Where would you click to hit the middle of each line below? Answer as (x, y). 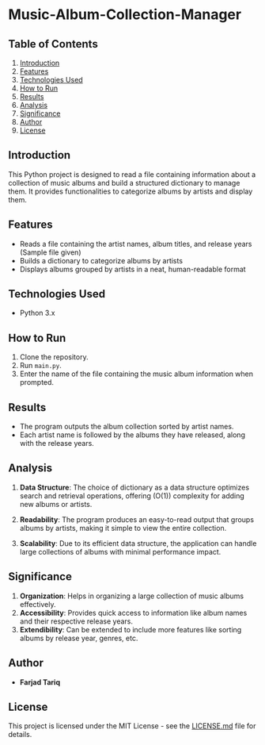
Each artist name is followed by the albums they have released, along (132, 435)
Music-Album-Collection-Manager (125, 15)
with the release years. (57, 444)
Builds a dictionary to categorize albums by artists (101, 260)
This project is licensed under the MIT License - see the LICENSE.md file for (132, 726)
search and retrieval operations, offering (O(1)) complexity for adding (132, 495)
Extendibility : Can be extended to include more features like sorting (131, 629)
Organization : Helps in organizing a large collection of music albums (131, 596)
